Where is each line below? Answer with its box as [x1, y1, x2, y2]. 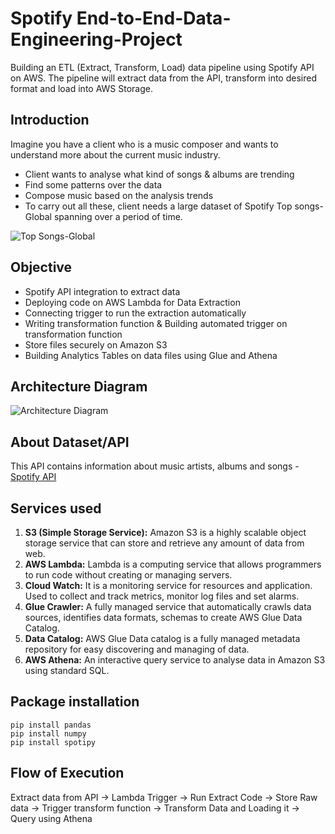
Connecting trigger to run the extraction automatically [24, 307, 247, 319]
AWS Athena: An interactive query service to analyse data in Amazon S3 [24, 654, 326, 666]
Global [24, 210, 52, 222]
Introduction [10, 112, 90, 129]
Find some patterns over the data [24, 178, 163, 191]
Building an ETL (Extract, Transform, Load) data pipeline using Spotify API [10, 61, 315, 73]
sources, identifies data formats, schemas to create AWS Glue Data [24, 612, 303, 623]
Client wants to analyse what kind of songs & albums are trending [24, 168, 295, 180]
